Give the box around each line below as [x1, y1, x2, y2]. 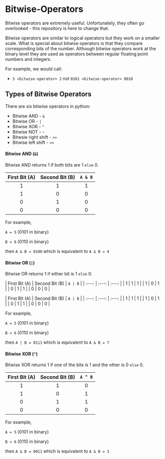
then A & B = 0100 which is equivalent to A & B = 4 [5, 248, 109, 254]
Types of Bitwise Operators [5, 90, 92, 98]
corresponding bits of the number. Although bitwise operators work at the [5, 45, 157, 51]
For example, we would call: [5, 66, 62, 72]
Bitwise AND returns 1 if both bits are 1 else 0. [5, 162, 99, 168]
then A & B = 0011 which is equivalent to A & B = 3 [5, 448, 109, 455]
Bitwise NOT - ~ [12, 129, 45, 135]
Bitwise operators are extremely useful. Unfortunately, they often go [5, 20, 145, 26]
